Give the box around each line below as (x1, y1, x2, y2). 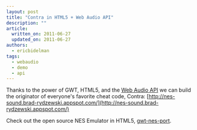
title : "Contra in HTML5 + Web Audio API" (6, 14, 114, 20)
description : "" (6, 20, 47, 26)
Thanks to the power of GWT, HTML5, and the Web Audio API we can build (6, 86, 192, 93)
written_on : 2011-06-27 (11, 31, 71, 37)
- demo (11, 64, 28, 71)
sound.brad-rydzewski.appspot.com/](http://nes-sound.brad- (6, 99, 159, 107)
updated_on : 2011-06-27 (11, 37, 71, 43)
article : (6, 25, 28, 32)
